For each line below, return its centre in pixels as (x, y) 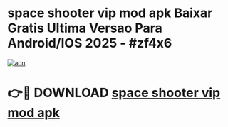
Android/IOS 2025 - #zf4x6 (90, 43)
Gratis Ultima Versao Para (85, 28)
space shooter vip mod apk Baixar (110, 13)
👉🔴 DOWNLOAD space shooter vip (114, 93)
